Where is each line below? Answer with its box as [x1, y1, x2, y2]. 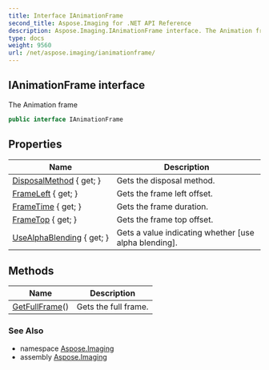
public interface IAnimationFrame [8, 115, 124, 123]
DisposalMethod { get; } [12, 175, 102, 186]
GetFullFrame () [12, 301, 70, 312]
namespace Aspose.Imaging [19, 344, 114, 353]
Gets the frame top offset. [116, 214, 214, 225]
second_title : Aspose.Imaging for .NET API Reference [8, 19, 192, 27]
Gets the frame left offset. [116, 187, 214, 199]
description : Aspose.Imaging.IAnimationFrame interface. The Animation [8, 26, 252, 34]
